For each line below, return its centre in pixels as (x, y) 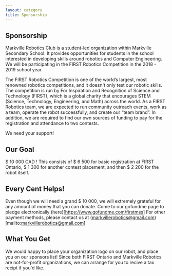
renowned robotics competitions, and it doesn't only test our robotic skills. (84, 85)
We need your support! (30, 133)
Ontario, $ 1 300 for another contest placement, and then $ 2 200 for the (82, 167)
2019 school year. (24, 70)
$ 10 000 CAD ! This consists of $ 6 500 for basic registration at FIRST (80, 162)
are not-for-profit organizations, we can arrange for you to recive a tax (80, 262)
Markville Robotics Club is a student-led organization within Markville (79, 48)
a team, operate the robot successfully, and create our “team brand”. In (81, 112)
